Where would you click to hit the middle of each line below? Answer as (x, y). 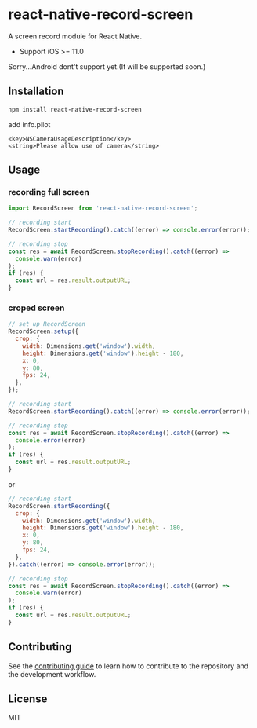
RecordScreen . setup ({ (43, 331)
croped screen (36, 308)
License (28, 699)
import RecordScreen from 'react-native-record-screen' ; (103, 209)
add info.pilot (29, 124)
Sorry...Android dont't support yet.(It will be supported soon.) (107, 66)
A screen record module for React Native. (75, 36)
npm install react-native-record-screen (75, 109)
